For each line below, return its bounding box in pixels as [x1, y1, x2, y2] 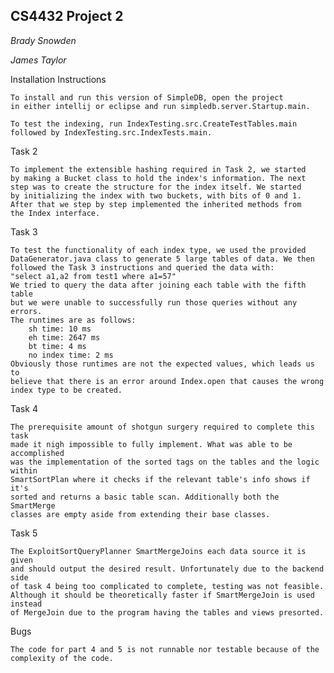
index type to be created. [10, 385, 123, 395]
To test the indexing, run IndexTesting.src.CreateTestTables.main [10, 119, 298, 129]
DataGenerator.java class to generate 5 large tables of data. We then [10, 254, 315, 264]
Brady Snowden [10, 34, 77, 46]
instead [10, 599, 43, 609]
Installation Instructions [10, 73, 107, 85]
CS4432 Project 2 [10, 8, 124, 25]
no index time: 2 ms [28, 350, 114, 360]
